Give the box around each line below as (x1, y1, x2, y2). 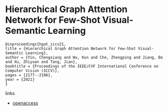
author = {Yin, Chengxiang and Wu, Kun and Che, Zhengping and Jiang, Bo (5, 54, 163, 60)
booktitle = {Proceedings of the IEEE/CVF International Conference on (5, 64, 158, 69)
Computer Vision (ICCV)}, (5, 68, 59, 73)
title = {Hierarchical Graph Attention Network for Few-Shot (5, 46, 136, 51)
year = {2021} (5, 77, 35, 82)
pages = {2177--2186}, (5, 72, 53, 78)
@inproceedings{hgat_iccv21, (5, 41, 66, 46)
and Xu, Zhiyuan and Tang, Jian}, (5, 59, 78, 64)
